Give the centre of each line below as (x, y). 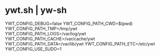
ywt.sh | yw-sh (36, 10)
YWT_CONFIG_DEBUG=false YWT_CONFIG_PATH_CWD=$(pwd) (69, 23)
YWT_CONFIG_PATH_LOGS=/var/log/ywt (45, 34)
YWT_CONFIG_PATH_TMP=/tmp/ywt (41, 28)
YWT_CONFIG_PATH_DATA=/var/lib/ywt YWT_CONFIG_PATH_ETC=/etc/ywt (80, 44)
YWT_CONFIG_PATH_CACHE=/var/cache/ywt (50, 39)
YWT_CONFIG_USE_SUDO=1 (33, 49)
